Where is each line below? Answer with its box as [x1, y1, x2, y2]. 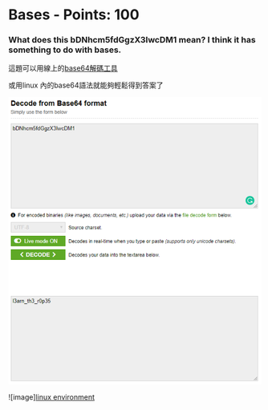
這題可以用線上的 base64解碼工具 [8, 63, 118, 73]
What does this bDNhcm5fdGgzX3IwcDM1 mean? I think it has [8, 35, 256, 46]
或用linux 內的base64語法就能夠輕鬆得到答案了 [8, 80, 164, 90]
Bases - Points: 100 [8, 6, 140, 24]
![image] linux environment [8, 392, 95, 402]
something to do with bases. [8, 44, 122, 55]
